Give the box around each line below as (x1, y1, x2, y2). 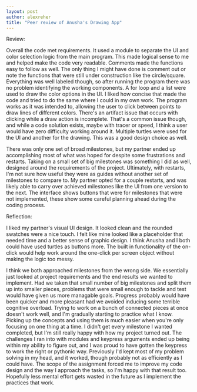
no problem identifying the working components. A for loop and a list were (6, 85, 186, 92)
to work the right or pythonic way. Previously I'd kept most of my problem (6, 348, 184, 355)
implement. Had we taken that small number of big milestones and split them (6, 279, 192, 286)
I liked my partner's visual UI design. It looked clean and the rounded (6, 224, 173, 232)
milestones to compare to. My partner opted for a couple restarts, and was (6, 177, 187, 184)
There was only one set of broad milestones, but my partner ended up (6, 146, 176, 153)
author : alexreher (6, 14, 51, 20)
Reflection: (6, 213, 32, 220)
